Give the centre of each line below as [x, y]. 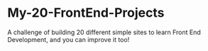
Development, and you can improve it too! [69, 39]
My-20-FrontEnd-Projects [86, 13]
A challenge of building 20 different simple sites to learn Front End [104, 32]
